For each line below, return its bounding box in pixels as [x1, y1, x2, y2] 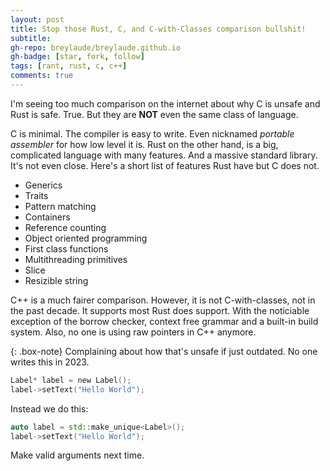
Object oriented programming [24, 232, 148, 244]
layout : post [10, 14, 65, 25]
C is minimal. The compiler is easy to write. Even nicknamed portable [10, 127, 295, 140]
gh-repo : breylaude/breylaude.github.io [10, 42, 182, 53]
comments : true [10, 71, 74, 81]
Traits [24, 189, 49, 201]
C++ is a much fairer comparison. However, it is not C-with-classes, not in [10, 294, 316, 306]
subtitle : [10, 33, 52, 43]
